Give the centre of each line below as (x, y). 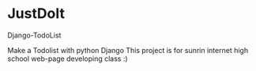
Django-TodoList (34, 35)
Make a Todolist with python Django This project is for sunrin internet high (128, 50)
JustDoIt (36, 14)
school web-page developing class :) (68, 59)
